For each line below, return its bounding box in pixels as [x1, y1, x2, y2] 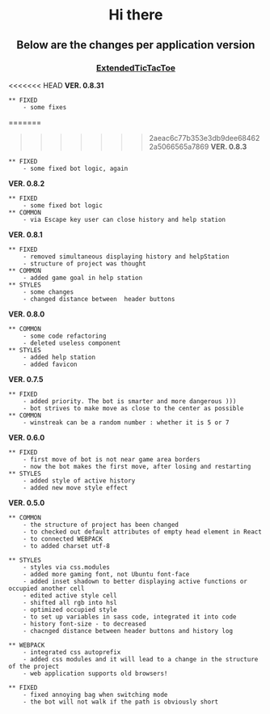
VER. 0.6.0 [8, 432, 45, 442]
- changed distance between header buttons [23, 295, 175, 303]
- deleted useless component [23, 338, 121, 347]
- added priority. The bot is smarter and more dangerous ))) [23, 397, 237, 406]
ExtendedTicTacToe [95, 62, 176, 74]
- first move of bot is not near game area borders [23, 455, 200, 463]
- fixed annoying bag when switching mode [23, 691, 168, 699]
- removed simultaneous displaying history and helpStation [23, 253, 230, 261]
